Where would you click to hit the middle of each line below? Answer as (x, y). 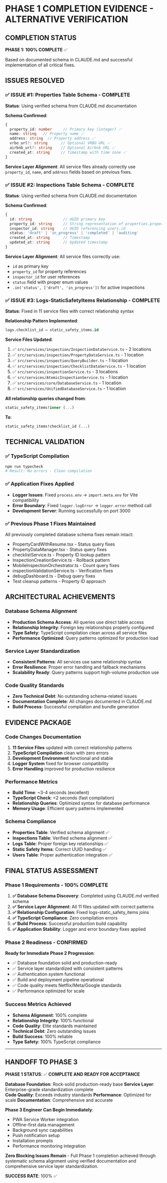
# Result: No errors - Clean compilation (49, 471)
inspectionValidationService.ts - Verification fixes (63, 571)
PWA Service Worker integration (45, 1119)
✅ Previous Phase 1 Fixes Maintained (50, 524)
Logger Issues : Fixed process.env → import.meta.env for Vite (75, 495)
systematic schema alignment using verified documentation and (71, 1161)
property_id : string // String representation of (66, 224)
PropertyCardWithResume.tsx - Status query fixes (64, 544)
